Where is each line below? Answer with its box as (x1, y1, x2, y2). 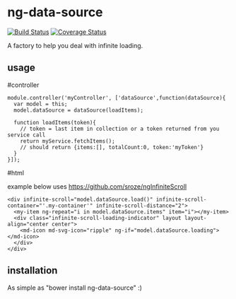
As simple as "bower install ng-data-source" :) (7, 283, 143, 292)
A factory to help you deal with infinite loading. (7, 41, 143, 49)
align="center (7, 221, 49, 228)
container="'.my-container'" (7, 202, 93, 209)
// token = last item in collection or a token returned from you (20, 125, 220, 132)
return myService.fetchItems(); (20, 137, 115, 145)
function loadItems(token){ (13, 119, 97, 126)
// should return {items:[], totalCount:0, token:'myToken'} (20, 143, 203, 151)
